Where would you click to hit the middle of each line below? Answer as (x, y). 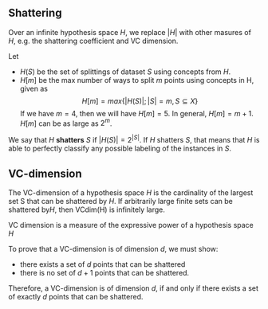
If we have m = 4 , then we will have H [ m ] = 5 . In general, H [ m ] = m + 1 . (136, 113)
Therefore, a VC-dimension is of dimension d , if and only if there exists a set (134, 288)
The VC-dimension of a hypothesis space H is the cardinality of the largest (131, 192)
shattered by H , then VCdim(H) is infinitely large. (87, 209)
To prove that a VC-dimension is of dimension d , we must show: (113, 248)
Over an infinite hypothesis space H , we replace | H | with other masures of (130, 32)
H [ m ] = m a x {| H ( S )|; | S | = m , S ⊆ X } (140, 101)
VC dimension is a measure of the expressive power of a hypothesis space (131, 225)
